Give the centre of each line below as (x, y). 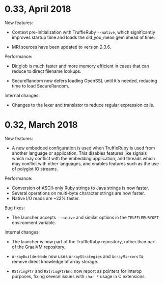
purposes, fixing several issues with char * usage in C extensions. (79, 276)
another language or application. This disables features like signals (79, 153)
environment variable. (34, 223)
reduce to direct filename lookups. (46, 71)
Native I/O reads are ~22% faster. (46, 198)
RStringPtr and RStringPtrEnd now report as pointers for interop (77, 271)
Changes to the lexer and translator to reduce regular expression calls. (83, 105)
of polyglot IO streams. (35, 169)
